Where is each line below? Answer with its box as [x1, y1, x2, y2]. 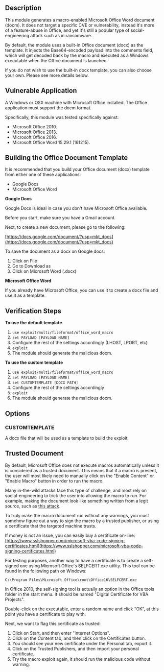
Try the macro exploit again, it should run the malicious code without [12, 656, 151, 662]
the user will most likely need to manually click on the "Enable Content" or [5, 473, 154, 479]
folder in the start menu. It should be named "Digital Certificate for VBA [5, 591, 149, 597]
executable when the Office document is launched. [5, 57, 108, 63]
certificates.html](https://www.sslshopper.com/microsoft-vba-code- [5, 543, 143, 549]
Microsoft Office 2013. [12, 129, 57, 135]
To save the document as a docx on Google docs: [5, 248, 105, 254]
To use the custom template [5, 360, 63, 365]
